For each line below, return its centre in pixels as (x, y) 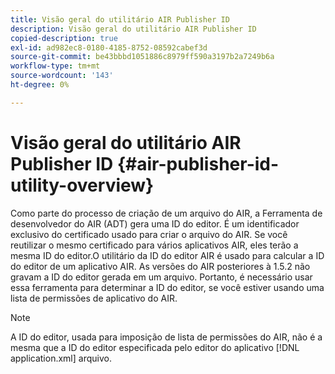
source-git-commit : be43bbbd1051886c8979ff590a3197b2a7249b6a (142, 57)
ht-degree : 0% (40, 85)
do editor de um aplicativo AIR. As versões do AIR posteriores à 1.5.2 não (160, 266)
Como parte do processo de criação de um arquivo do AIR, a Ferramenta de (166, 213)
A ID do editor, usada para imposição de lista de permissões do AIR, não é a (166, 337)
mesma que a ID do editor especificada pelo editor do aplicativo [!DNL (155, 347)
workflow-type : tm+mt (55, 66)
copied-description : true (64, 38)
